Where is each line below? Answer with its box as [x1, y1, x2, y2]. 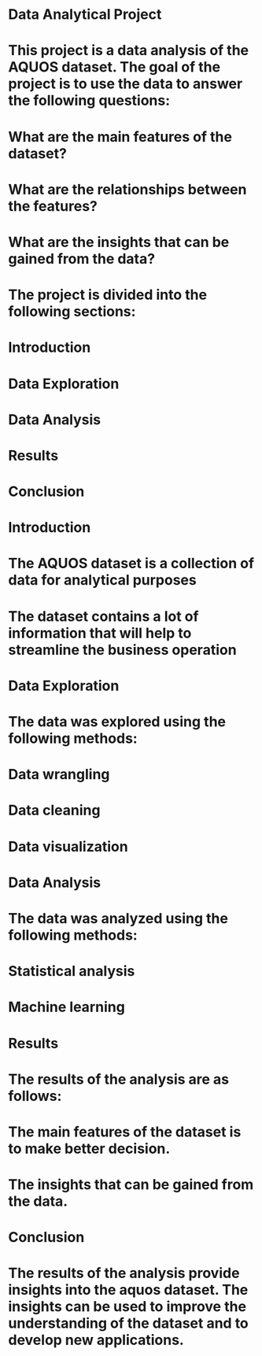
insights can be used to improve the [8, 1298, 246, 1316]
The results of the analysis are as [8, 1070, 230, 1088]
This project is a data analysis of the [8, 42, 249, 60]
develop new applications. [8, 1332, 185, 1349]
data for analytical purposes [8, 571, 197, 589]
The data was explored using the [8, 713, 227, 730]
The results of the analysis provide [8, 1265, 240, 1282]
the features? [8, 197, 98, 215]
